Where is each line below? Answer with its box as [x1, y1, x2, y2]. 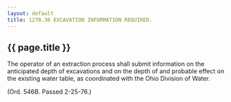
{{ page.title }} [7, 42, 71, 53]
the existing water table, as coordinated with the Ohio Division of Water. [7, 75, 210, 83]
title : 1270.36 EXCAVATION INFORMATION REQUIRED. [7, 16, 153, 23]
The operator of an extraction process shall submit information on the [7, 60, 205, 68]
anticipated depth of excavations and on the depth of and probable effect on [7, 67, 225, 75]
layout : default [7, 10, 54, 17]
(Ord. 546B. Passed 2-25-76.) [7, 88, 92, 96]
